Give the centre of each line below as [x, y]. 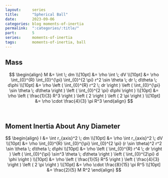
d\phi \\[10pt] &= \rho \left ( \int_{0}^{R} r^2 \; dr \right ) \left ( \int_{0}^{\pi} [84, 85]
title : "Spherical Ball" [37, 14]
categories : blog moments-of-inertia [44, 24]
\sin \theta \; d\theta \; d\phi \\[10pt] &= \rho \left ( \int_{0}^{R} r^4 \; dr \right [84, 149]
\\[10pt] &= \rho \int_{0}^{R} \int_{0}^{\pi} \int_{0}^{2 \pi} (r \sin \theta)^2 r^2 [84, 144]
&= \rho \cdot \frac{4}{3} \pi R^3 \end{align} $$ [84, 101]
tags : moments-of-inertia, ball [45, 42]
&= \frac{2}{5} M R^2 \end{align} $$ [84, 170]
